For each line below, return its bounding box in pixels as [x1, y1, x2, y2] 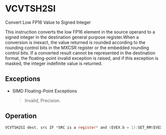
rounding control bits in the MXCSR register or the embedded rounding [5, 45, 149, 50]
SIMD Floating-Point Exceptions [12, 88, 78, 94]
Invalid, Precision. [24, 97, 61, 103]
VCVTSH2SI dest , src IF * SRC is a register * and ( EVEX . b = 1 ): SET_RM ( [5, 125, 154, 130]
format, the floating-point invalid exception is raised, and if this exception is [5, 55, 159, 61]
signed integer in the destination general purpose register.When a [5, 34, 139, 40]
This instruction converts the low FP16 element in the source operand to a [5, 29, 156, 35]
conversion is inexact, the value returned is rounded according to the [5, 39, 146, 45]
